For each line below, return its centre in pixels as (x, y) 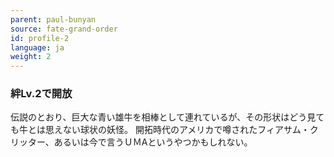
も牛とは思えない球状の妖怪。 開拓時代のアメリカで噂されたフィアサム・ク (164, 130)
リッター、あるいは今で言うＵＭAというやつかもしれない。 (131, 142)
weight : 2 (31, 57)
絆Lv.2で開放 (41, 94)
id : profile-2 (40, 38)
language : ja (37, 47)
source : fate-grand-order (64, 29)
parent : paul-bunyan (53, 19)
